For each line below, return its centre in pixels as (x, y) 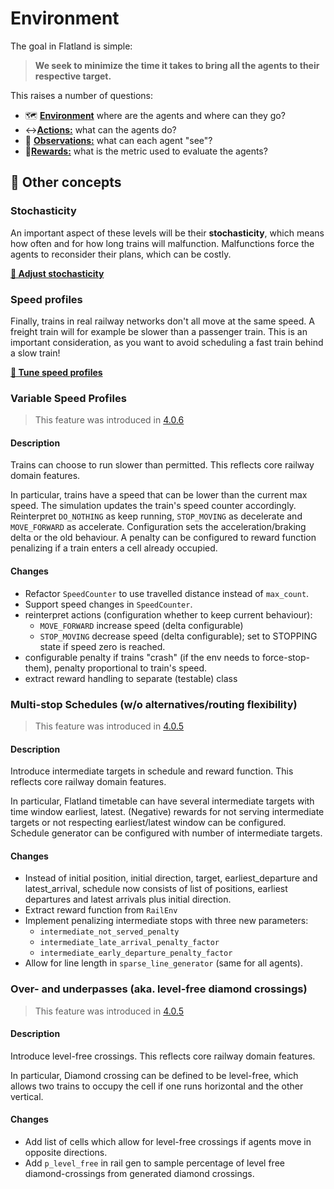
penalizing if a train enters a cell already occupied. (114, 548)
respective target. (73, 76)
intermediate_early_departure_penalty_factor (136, 953)
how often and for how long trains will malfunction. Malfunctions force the (162, 243)
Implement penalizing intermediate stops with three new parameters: (166, 921)
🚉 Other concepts (66, 182)
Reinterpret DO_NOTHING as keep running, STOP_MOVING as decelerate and (156, 516)
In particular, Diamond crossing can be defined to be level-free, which (154, 1075)
